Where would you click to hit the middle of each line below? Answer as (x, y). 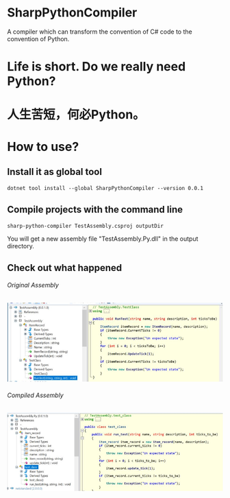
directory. (21, 246)
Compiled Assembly (35, 395)
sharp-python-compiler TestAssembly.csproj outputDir (86, 226)
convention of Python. (38, 38)
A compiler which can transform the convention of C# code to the (100, 32)
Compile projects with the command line (95, 210)
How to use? (43, 146)
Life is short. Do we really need (97, 67)
